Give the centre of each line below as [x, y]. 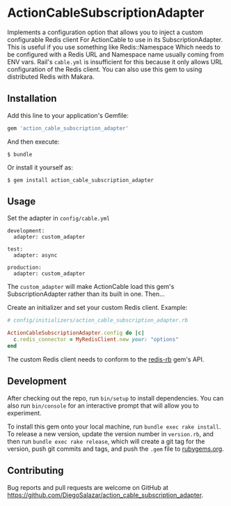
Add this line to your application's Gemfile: [68, 115]
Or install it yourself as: [40, 167]
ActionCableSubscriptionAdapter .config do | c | [76, 333]
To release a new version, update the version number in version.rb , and [111, 433]
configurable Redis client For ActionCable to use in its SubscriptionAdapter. [115, 39]
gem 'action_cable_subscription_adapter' [68, 128]
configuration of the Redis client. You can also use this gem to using [105, 69]
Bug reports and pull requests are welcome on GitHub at [88, 487]
